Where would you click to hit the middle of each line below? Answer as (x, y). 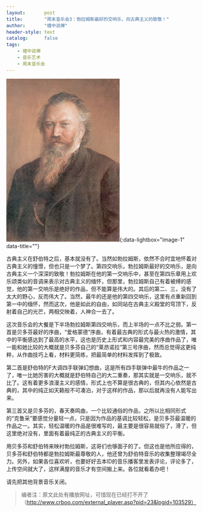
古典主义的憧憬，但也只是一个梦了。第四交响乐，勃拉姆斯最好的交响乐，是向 (101, 266)
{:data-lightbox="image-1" (153, 240)
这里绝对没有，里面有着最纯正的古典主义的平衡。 (67, 433)
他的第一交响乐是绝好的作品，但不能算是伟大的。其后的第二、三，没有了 (107, 289)
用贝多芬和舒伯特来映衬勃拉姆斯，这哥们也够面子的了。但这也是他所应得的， (101, 446)
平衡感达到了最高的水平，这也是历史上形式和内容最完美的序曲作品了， (104, 340)
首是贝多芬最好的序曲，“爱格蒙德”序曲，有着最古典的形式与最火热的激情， (99, 332)
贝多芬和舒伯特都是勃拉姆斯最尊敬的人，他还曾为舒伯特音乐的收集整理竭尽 (99, 453)
